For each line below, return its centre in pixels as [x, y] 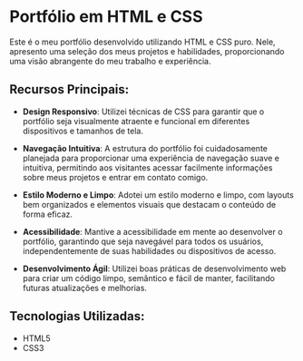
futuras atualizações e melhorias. [85, 288]
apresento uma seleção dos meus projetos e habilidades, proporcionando [147, 51]
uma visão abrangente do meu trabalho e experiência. [110, 61]
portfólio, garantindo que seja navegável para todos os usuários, [143, 241]
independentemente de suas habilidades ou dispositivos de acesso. [149, 250]
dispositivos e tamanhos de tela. [83, 131]
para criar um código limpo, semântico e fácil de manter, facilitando [148, 278]
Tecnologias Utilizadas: [77, 316]
